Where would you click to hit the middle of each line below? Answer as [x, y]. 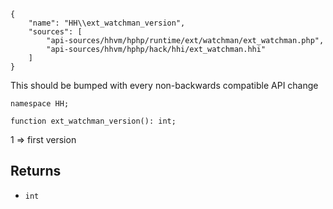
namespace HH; [40, 104]
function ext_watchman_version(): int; [93, 121]
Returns [36, 171]
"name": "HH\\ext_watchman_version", [107, 23]
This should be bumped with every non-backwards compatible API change [164, 85]
